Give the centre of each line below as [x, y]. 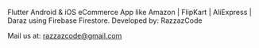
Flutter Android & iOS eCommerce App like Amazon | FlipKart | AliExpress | [129, 12]
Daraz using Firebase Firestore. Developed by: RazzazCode [105, 20]
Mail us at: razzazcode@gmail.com [65, 36]
